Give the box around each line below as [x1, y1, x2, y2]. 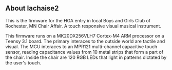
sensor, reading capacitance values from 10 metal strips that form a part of [5, 49, 163, 55]
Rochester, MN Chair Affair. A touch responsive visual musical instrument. [5, 23, 162, 29]
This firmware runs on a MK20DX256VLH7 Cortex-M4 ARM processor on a [5, 32, 164, 39]
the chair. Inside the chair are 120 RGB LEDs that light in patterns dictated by [5, 54, 167, 60]
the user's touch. [5, 59, 42, 65]
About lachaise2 [5, 4, 59, 13]
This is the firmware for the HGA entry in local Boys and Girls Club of [5, 17, 151, 23]
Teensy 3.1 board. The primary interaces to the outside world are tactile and [5, 38, 165, 44]
